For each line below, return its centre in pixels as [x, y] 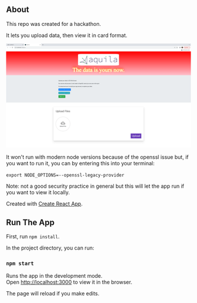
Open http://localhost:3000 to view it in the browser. [69, 282]
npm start [20, 264]
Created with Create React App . [45, 204]
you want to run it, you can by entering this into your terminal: [80, 164]
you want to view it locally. [38, 192]
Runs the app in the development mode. [54, 276]
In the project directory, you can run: [50, 248]
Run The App [30, 222]
